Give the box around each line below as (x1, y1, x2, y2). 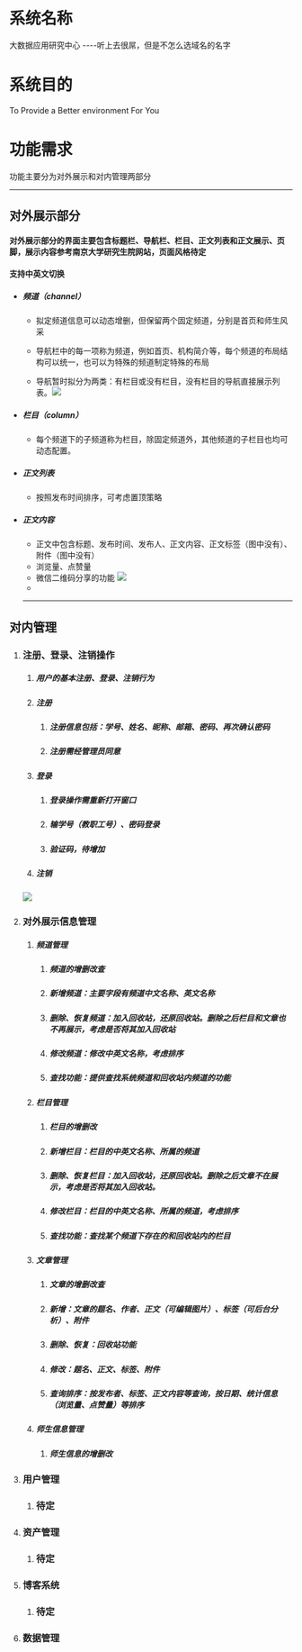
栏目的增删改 (49, 1121, 97, 1132)
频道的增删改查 (49, 963, 105, 974)
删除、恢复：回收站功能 (49, 1339, 137, 1350)
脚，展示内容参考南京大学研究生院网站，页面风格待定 (9, 246, 207, 257)
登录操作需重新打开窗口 (49, 794, 137, 806)
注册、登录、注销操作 (22, 649, 115, 661)
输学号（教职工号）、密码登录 (49, 819, 160, 830)
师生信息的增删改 (49, 1448, 113, 1459)
